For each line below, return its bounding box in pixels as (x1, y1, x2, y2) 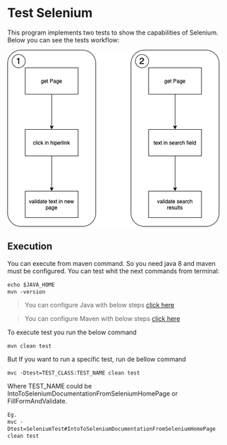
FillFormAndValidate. (7, 396, 68, 405)
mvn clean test (7, 342, 52, 350)
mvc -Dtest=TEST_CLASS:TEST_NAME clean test (7, 369, 140, 377)
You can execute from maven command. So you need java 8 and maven (7, 259, 216, 267)
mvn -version (7, 288, 46, 295)
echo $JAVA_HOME (7, 281, 55, 288)
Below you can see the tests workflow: (7, 35, 120, 44)
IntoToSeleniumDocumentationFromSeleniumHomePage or (7, 389, 178, 398)
